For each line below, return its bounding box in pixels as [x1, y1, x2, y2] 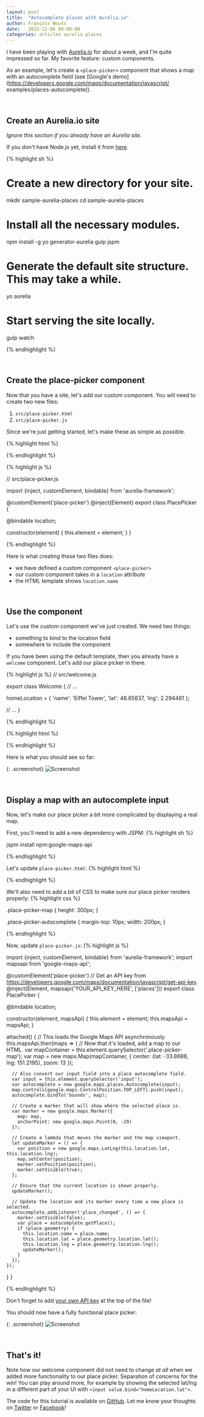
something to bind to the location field [15, 635, 111, 642]
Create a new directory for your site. [6, 177, 194, 191]
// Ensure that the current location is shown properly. [12, 1183, 160, 1189]
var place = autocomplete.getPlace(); [17, 1220, 116, 1226]
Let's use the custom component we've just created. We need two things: [6, 622, 191, 630]
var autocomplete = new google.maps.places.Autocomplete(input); [12, 1081, 181, 1088]
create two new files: [6, 398, 59, 405]
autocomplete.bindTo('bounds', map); [12, 1092, 108, 1099]
